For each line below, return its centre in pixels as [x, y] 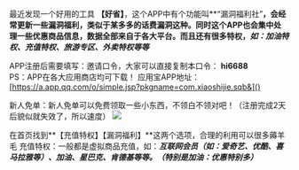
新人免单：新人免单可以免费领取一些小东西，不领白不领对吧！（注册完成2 [144, 105]
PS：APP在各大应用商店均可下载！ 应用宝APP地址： [104, 77]
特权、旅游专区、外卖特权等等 [94, 47]
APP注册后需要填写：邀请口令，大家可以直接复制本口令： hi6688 [129, 66]
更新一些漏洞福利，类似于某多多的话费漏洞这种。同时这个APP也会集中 [145, 25]
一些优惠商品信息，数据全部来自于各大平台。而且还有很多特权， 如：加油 [149, 36]
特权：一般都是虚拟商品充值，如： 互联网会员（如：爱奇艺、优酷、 [155, 146]
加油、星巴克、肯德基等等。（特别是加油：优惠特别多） [157, 157]
